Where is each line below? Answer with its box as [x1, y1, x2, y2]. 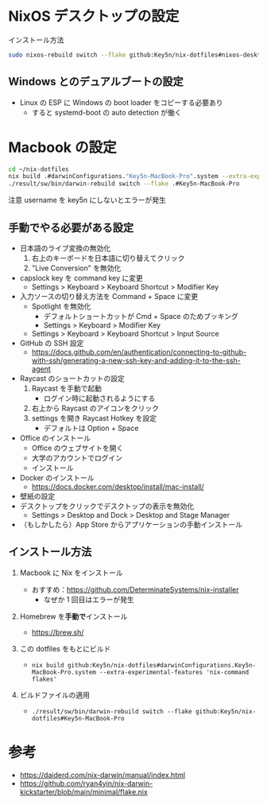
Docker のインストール [19, 473, 95, 482]
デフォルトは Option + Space [43, 423, 139, 433]
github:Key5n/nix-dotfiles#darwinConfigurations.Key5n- [67, 661, 257, 669]
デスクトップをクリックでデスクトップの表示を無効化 [19, 502, 195, 511]
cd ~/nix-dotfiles [8, 165, 69, 173]
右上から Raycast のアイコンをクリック [31, 403, 159, 413]
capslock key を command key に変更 [19, 274, 143, 282]
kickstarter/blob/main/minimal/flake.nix [19, 787, 149, 796]
